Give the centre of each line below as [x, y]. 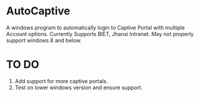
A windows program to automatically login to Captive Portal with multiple [96, 28]
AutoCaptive [38, 11]
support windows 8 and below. [44, 40]
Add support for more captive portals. [61, 81]
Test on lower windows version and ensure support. [79, 87]
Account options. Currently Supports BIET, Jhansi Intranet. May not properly [100, 34]
